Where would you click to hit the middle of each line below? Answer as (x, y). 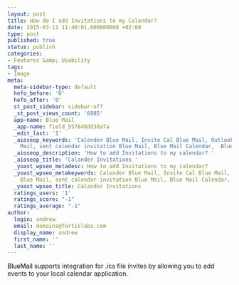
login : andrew (34, 219)
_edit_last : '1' (38, 133)
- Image (19, 73)
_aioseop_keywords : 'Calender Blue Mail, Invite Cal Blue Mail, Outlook (124, 140)
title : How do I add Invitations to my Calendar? (83, 21)
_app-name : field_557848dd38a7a (62, 126)
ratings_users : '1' (43, 193)
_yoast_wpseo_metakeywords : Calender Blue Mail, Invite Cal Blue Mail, (122, 173)
